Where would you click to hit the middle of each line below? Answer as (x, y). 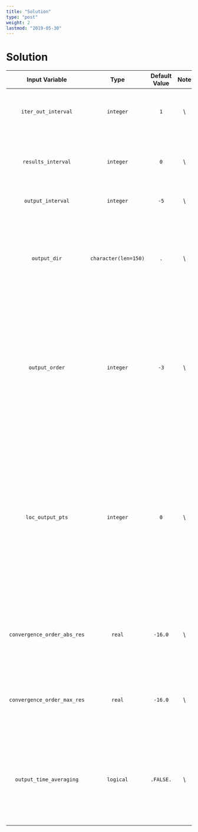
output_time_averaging (47, 780)
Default (161, 76)
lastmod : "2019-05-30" (34, 28)
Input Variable (47, 80)
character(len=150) (118, 258)
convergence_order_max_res (47, 700)
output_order (47, 368)
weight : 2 (18, 22)
